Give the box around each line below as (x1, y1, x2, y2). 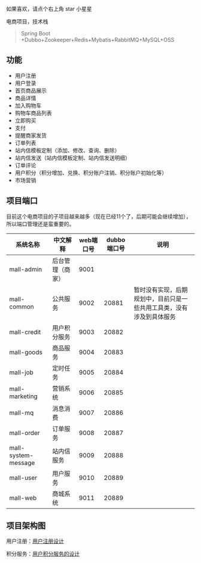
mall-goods (9, 348, 43, 356)
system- (9, 451, 34, 459)
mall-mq (9, 408, 34, 417)
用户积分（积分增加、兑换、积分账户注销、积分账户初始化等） (14, 169, 167, 176)
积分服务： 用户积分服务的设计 (6, 550, 80, 558)
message (9, 458, 35, 467)
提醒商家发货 (14, 131, 47, 139)
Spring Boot (20, 30, 51, 37)
